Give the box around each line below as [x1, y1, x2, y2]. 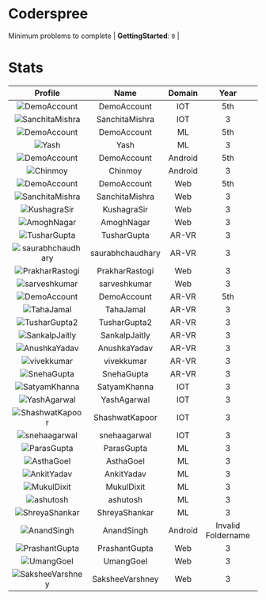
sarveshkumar [98, 278, 153, 289]
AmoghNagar [100, 216, 150, 227]
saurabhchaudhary [89, 247, 161, 258]
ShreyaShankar [97, 506, 154, 518]
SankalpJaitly [100, 330, 150, 341]
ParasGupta [103, 442, 148, 453]
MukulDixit [105, 481, 146, 492]
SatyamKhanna [97, 381, 154, 392]
